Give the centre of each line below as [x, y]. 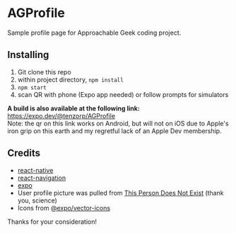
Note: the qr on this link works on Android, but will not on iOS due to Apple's [118, 123]
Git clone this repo [45, 72]
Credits [24, 153]
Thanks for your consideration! [52, 222]
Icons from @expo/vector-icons [64, 208]
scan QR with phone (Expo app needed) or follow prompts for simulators [123, 94]
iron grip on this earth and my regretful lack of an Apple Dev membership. [114, 131]
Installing [28, 55]
